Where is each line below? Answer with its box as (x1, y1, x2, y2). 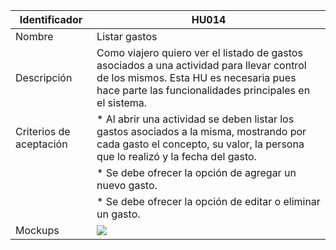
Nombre (15, 30, 54, 43)
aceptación (15, 137, 68, 151)
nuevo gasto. (96, 179, 158, 192)
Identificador (19, 13, 83, 26)
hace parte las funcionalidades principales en (96, 84, 311, 97)
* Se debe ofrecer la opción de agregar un (96, 166, 297, 179)
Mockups (15, 224, 60, 237)
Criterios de (15, 125, 71, 138)
